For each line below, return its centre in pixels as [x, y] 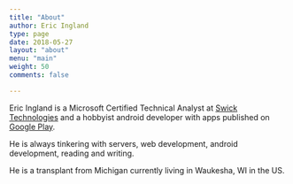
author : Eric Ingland [49, 26]
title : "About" [37, 17]
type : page [29, 34]
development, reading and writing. [72, 153]
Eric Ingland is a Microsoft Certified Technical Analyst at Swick [123, 108]
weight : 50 [29, 67]
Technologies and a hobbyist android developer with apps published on [139, 117]
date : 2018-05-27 [41, 42]
